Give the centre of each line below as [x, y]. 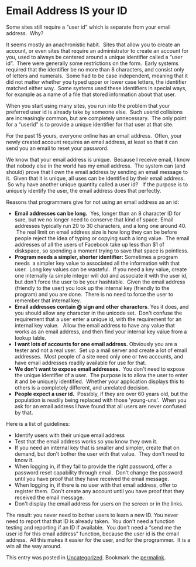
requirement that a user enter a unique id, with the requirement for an [98, 319]
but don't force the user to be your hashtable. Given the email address [100, 282]
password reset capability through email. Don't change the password [98, 472]
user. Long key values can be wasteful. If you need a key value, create [101, 269]
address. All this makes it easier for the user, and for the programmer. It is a [98, 539]
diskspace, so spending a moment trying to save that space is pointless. [102, 251]
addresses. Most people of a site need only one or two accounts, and [99, 356]
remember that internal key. [48, 300]
